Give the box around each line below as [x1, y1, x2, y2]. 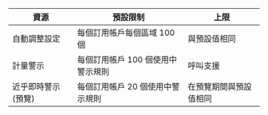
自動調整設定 [12, 34, 61, 44]
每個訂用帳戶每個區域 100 [77, 27, 175, 38]
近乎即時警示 [12, 81, 61, 92]
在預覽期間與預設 [187, 81, 252, 92]
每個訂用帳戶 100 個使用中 [77, 54, 177, 65]
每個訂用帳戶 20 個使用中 [77, 81, 172, 92]
